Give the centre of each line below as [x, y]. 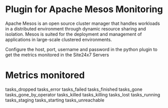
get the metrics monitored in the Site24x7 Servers [57, 55]
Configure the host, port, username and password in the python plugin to [81, 49]
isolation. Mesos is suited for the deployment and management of [74, 34]
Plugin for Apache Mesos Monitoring [84, 9]
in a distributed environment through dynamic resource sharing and [76, 28]
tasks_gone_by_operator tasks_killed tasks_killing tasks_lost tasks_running [83, 94]
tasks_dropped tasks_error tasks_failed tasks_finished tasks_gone [74, 89]
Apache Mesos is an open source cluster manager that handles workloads [83, 23]
